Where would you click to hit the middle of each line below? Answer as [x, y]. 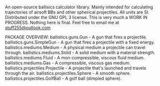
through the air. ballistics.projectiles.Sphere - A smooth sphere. [68, 73]
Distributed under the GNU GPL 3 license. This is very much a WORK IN [76, 17]
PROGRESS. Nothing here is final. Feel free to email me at [62, 22]
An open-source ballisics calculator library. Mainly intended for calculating [79, 7]
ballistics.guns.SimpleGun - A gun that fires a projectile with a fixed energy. [80, 42]
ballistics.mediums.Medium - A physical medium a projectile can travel [75, 47]
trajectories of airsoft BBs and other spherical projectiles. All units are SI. [77, 12]
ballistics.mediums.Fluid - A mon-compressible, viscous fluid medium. [75, 58]
